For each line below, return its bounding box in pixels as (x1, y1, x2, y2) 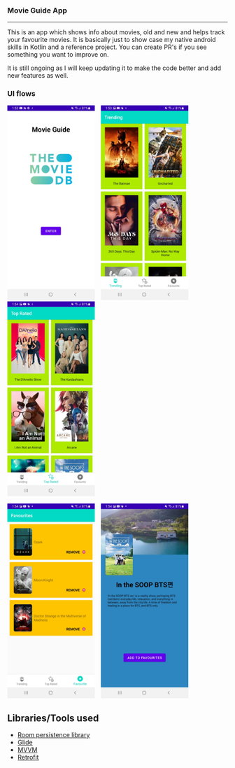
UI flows (7, 89, 36, 99)
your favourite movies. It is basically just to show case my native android (7, 36, 216, 44)
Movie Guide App (7, 6, 68, 15)
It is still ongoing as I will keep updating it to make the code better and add (7, 64, 222, 72)
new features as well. (7, 71, 69, 80)
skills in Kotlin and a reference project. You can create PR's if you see (7, 43, 208, 51)
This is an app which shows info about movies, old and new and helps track (7, 28, 225, 36)
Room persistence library (17, 731, 90, 739)
